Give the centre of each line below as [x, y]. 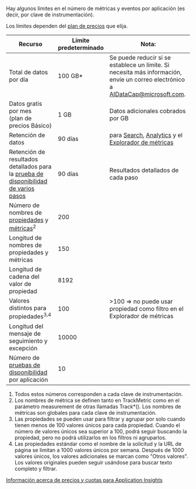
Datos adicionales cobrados [148, 111]
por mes [20, 111]
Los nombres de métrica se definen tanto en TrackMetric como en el [97, 400]
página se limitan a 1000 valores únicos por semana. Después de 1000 [99, 450]
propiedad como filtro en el [146, 308]
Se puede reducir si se [140, 58]
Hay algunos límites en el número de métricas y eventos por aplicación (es [96, 8]
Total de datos [29, 72]
